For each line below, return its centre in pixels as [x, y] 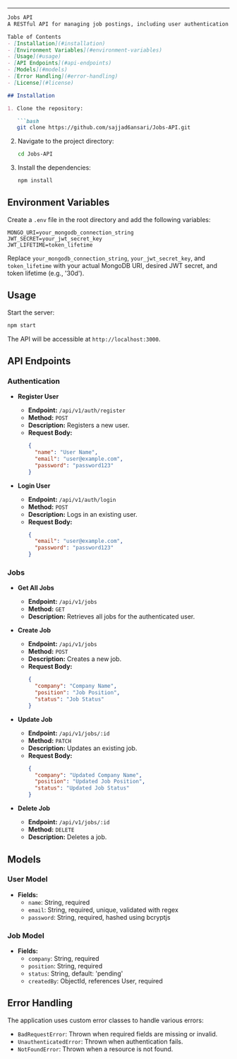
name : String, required [59, 902]
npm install [35, 181]
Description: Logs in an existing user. [83, 514]
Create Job [34, 631]
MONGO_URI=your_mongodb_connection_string [71, 233]
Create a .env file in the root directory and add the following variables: [109, 219]
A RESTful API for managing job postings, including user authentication [118, 24]
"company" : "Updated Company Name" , [88, 775]
